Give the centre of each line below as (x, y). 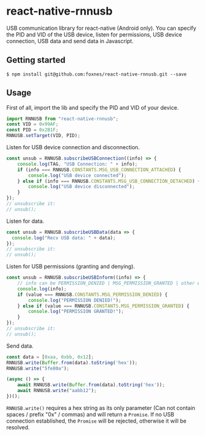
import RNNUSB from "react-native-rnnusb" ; (63, 119)
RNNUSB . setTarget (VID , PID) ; (43, 136)
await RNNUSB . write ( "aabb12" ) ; (57, 391)
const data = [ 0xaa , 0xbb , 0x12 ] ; (50, 357)
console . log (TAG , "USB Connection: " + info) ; (77, 164)
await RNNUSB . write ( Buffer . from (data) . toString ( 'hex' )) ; (91, 385)
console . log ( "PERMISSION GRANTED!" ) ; (76, 312)
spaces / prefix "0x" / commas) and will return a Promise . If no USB (90, 414)
